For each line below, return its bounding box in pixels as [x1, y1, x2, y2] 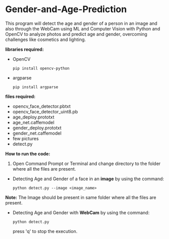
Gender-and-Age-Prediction [5, 4, 127, 15]
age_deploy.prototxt [12, 114, 55, 120]
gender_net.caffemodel [12, 130, 62, 136]
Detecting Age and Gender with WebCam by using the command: [12, 209, 150, 216]
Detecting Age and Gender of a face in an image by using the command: [12, 176, 164, 182]
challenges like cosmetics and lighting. [5, 36, 86, 43]
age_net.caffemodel [12, 119, 55, 125]
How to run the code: [5, 150, 51, 156]
